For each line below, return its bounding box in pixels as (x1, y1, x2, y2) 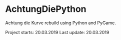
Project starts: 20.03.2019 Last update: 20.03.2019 (5, 29, 109, 35)
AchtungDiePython (5, 3, 86, 15)
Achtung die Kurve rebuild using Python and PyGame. (5, 20, 116, 26)
